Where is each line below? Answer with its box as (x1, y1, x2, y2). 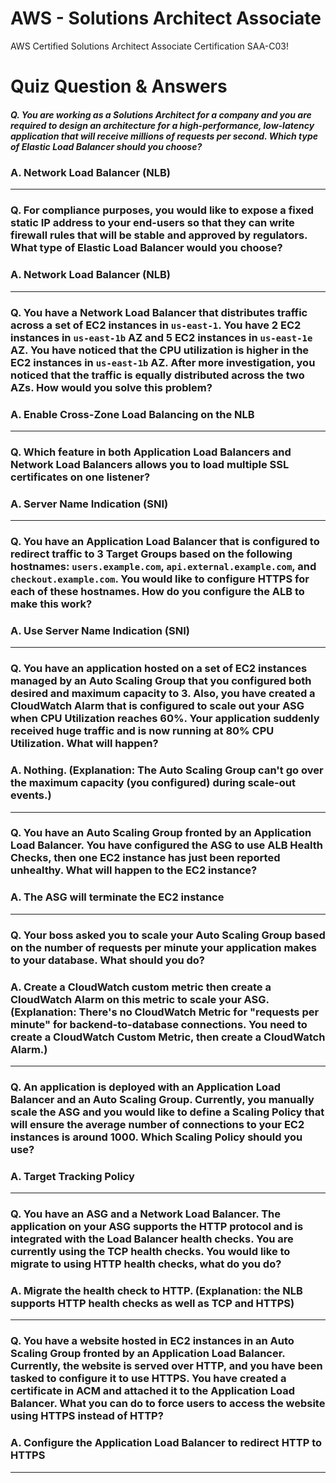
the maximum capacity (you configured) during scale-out (10, 776, 296, 790)
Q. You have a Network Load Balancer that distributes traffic (10, 305, 308, 319)
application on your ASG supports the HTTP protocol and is (10, 1220, 304, 1234)
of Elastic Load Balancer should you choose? (10, 140, 203, 152)
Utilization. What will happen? (10, 737, 159, 751)
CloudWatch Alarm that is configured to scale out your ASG (10, 699, 305, 713)
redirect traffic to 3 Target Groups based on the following (10, 547, 293, 561)
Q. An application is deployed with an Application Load (10, 1080, 282, 1094)
